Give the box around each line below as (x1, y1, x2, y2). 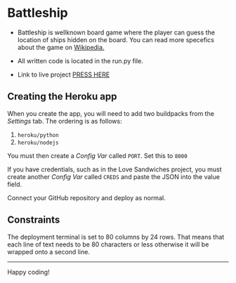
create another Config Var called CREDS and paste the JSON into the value (7, 172, 220, 180)
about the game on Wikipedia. (17, 43, 105, 51)
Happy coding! (7, 268, 51, 276)
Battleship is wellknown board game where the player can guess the (17, 28, 216, 37)
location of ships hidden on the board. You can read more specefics (17, 35, 214, 44)
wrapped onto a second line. (7, 247, 90, 256)
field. (7, 180, 22, 188)
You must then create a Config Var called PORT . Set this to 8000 (7, 151, 188, 159)
